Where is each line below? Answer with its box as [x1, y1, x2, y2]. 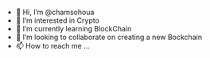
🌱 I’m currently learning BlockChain [15, 24, 132, 33]
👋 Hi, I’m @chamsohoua [15, 8, 95, 16]
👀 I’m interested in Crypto [15, 16, 99, 25]
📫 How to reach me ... [15, 42, 90, 50]
